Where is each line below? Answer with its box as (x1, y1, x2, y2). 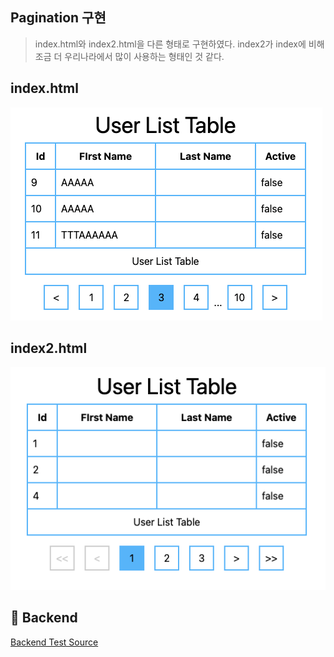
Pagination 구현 (10, 9, 107, 27)
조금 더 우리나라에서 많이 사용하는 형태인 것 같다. (34, 50, 225, 62)
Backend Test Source (10, 636, 99, 648)
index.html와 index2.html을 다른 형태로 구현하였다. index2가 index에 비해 (34, 38, 325, 50)
